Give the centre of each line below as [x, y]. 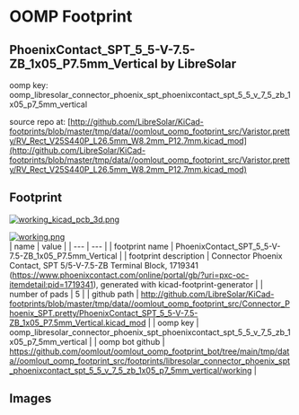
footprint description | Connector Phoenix [206, 256]
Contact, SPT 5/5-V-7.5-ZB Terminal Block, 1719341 [104, 265]
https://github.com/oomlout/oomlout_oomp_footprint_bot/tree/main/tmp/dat [149, 351]
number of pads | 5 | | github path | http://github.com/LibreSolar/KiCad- [142, 294]
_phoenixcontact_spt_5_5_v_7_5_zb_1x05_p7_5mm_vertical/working [131, 370]
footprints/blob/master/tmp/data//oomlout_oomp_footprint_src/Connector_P [149, 304]
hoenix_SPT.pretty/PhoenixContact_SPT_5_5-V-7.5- [104, 313]
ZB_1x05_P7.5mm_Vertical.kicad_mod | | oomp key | [104, 322]
